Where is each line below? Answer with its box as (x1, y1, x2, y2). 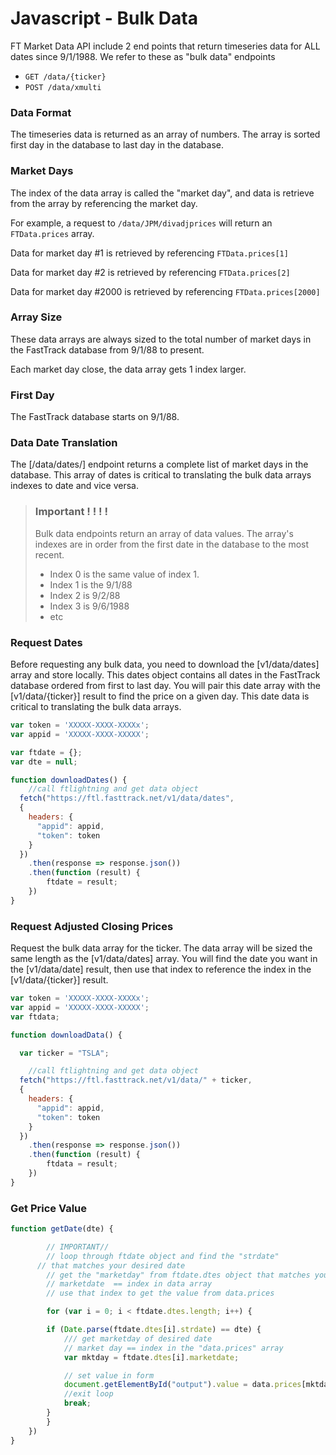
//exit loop (63, 1389, 114, 1399)
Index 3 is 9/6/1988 (49, 600, 130, 612)
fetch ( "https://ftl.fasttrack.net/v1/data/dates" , (19, 793, 235, 804)
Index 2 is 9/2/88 (49, 589, 121, 601)
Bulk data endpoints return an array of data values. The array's (34, 527, 294, 539)
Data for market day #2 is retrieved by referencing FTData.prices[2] (10, 266, 291, 278)
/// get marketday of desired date (63, 1333, 213, 1344)
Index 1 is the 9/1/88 (49, 578, 133, 591)
